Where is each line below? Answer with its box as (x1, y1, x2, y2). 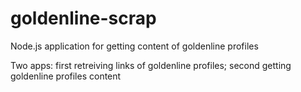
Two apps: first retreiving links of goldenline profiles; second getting (10, 59, 292, 71)
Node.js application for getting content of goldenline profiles (10, 40, 259, 52)
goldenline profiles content (10, 70, 122, 82)
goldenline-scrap (10, 7, 157, 30)
